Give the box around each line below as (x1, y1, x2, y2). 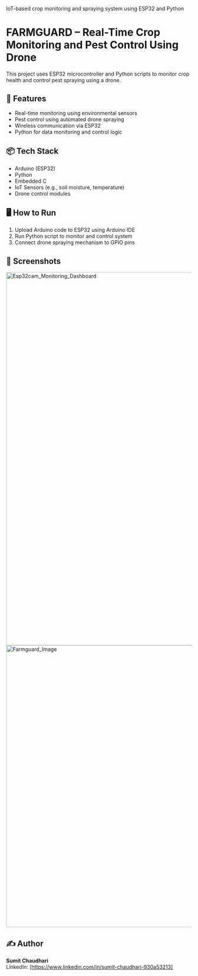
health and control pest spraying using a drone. (6, 76, 121, 83)
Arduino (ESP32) (14, 165, 56, 172)
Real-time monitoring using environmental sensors (14, 109, 137, 116)
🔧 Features (6, 94, 47, 104)
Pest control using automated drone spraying (14, 115, 125, 123)
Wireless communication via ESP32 (14, 122, 101, 129)
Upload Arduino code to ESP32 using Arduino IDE (14, 226, 136, 234)
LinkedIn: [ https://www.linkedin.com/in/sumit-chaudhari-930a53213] (6, 964, 173, 970)
